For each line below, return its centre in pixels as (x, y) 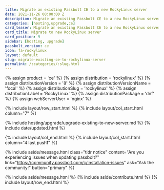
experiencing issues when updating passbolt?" (52, 157)
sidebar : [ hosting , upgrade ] (35, 42)
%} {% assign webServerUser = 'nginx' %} (48, 99)
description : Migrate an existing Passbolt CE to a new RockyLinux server (83, 19)
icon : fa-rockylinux (26, 50)
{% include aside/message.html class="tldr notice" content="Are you (74, 152)
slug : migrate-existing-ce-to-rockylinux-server (55, 60)
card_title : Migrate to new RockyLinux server (53, 32)
